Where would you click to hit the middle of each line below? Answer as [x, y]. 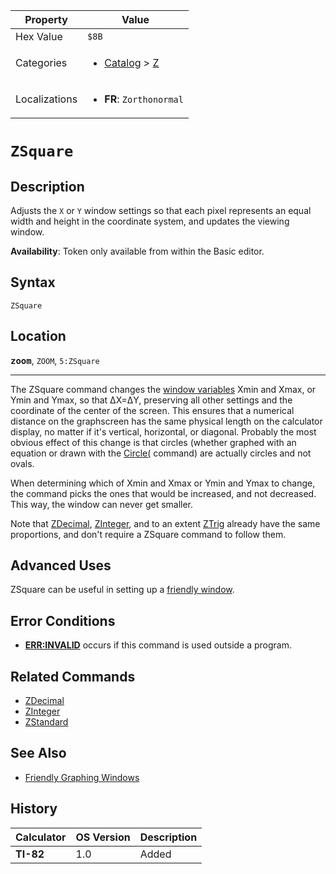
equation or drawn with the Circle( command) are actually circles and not [161, 453]
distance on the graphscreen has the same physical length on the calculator [166, 421]
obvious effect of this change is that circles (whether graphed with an [153, 442]
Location [38, 336]
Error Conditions [63, 620]
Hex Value [39, 36]
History [34, 809]
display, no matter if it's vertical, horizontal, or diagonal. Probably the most [163, 431]
